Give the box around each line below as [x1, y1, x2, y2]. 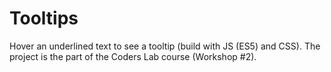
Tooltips [9, 7, 79, 30]
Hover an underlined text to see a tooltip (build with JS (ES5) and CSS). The [9, 40, 321, 52]
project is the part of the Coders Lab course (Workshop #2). [9, 50, 257, 62]
